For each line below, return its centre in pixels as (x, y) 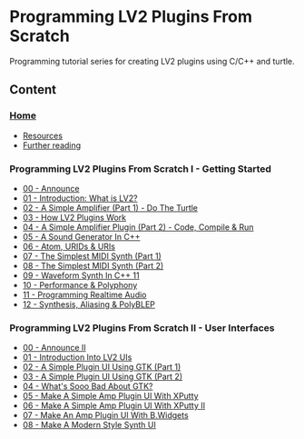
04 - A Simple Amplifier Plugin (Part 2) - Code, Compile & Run (138, 227)
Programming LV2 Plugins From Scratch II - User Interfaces (142, 327)
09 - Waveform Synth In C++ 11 (81, 275)
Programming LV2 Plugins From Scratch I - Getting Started (141, 168)
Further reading (52, 145)
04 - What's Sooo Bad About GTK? (88, 386)
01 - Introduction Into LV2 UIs (77, 357)
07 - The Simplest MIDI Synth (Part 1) (92, 255)
